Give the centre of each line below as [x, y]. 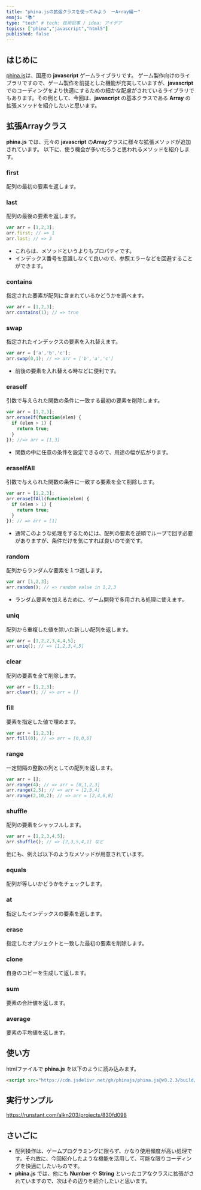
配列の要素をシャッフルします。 [45, 825]
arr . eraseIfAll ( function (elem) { [48, 498]
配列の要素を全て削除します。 [43, 675]
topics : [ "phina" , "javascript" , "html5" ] [57, 28]
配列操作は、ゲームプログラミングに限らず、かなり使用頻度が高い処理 [101, 1151]
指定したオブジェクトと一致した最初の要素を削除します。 [77, 943]
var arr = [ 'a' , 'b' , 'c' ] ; [38, 353]
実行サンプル [30, 1100]
